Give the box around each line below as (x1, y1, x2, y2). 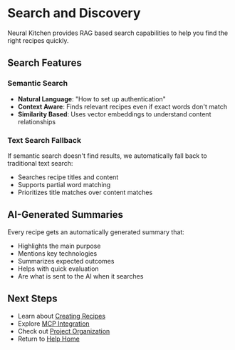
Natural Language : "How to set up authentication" (17, 94, 166, 103)
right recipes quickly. (7, 36, 69, 44)
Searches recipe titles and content (17, 173, 119, 181)
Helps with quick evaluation (17, 264, 99, 273)
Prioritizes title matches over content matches (17, 188, 153, 196)
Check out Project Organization (17, 326, 110, 335)
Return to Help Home (17, 334, 80, 343)
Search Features (7, 57, 82, 69)
